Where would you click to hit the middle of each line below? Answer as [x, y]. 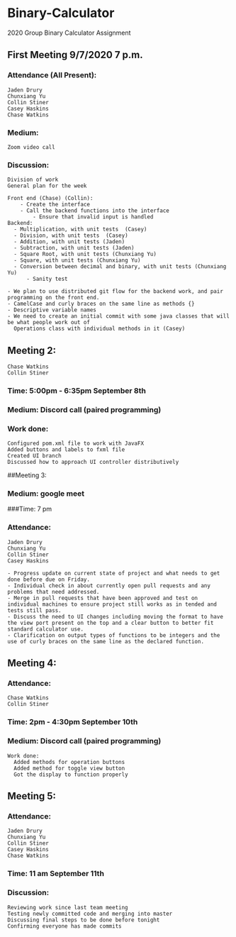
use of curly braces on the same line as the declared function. [106, 641]
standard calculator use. [45, 629]
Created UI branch [34, 456]
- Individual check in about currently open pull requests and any [109, 586]
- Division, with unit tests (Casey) [71, 235]
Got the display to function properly [71, 775]
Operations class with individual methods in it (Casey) [100, 329]
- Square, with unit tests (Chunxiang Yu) [77, 260]
